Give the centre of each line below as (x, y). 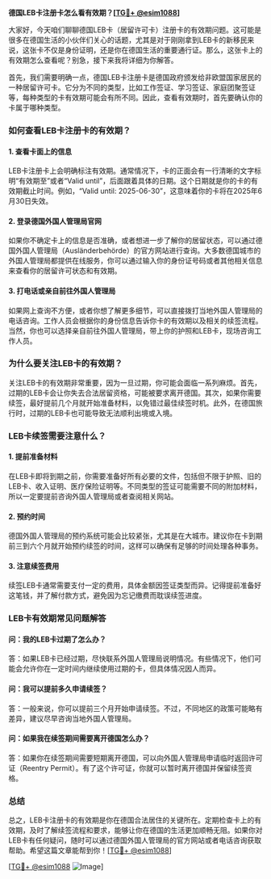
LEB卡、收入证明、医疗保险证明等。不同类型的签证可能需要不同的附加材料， (135, 486)
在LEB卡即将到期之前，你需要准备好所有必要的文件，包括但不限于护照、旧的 (135, 476)
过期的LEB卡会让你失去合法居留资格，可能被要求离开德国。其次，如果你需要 (135, 393)
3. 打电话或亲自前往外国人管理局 (62, 291)
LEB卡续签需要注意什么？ (57, 435)
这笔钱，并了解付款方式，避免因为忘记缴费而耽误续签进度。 (107, 595)
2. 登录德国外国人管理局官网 (55, 221)
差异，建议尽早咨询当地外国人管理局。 (72, 718)
